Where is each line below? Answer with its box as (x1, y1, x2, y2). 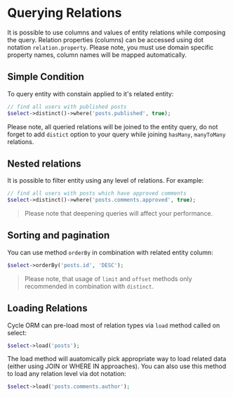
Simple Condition (7, 71, 84, 83)
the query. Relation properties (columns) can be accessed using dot (7, 35, 204, 44)
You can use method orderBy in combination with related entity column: (7, 248, 214, 256)
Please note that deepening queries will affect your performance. (24, 209, 213, 218)
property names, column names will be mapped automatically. (7, 51, 187, 59)
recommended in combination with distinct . (24, 282, 154, 290)
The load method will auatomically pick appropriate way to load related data (7, 355, 227, 363)
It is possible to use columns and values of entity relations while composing (7, 28, 226, 37)
